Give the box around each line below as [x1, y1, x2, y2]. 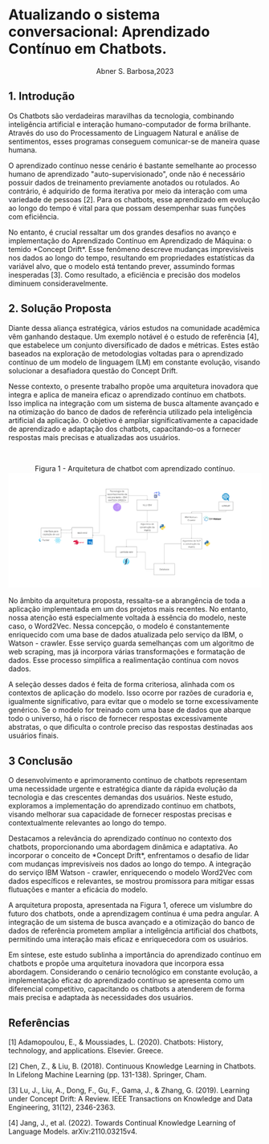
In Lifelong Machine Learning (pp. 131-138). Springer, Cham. [8, 1070, 207, 1080]
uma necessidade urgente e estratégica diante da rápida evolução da [8, 784, 238, 794]
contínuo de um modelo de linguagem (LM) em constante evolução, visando [8, 357, 261, 367]
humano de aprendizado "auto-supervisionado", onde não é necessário [8, 169, 246, 178]
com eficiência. [8, 211, 59, 222]
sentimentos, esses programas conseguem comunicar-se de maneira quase [8, 136, 260, 146]
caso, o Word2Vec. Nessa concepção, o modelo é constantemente [8, 621, 230, 631]
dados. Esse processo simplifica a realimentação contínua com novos [8, 656, 239, 666]
